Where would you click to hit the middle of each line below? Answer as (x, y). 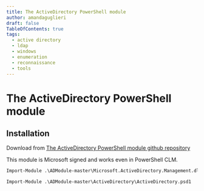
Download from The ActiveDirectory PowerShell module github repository (98, 148)
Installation (28, 133)
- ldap (20, 46)
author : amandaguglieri (36, 18)
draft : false (23, 23)
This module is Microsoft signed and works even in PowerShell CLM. (92, 160)
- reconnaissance (34, 62)
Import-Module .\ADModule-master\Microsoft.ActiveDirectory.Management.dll (104, 171)
